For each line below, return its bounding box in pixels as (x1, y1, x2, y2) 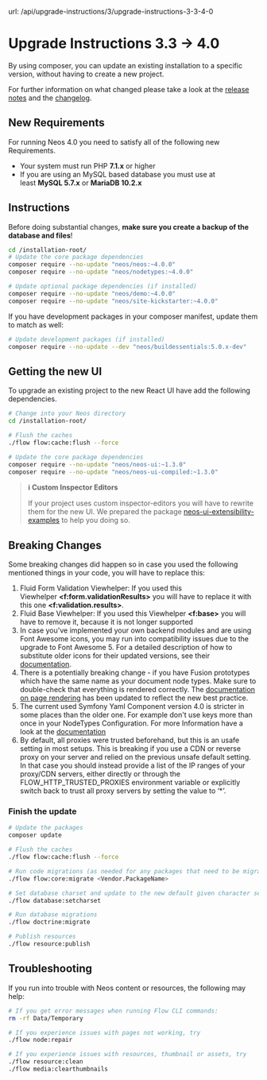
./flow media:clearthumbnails (8, 1065, 109, 1074)
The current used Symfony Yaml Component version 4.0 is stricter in (19, 702, 245, 711)
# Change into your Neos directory (8, 409, 126, 418)
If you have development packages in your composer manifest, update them (8, 312, 258, 321)
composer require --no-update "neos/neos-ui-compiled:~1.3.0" (8, 468, 219, 476)
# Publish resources (8, 933, 77, 941)
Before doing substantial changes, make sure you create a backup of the (8, 222, 249, 231)
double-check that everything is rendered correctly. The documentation (19, 685, 256, 695)
